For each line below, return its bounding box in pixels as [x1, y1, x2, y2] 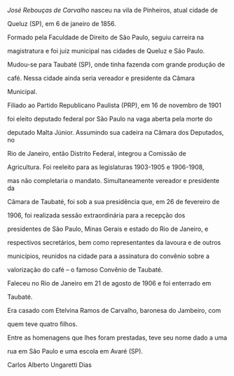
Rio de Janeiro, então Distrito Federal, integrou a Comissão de [7, 149, 187, 157]
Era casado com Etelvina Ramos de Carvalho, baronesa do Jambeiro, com [7, 307, 221, 314]
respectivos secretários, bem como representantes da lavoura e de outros [7, 239, 221, 246]
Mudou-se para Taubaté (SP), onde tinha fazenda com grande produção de [7, 60, 226, 69]
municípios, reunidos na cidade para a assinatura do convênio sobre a [7, 252, 210, 260]
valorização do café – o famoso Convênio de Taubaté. [7, 266, 163, 274]
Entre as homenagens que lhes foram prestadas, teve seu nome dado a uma [7, 333, 228, 342]
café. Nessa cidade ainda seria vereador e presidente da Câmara [7, 74, 195, 82]
